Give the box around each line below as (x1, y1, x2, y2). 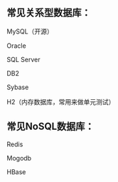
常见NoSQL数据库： (6, 121, 95, 133)
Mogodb (6, 153, 32, 162)
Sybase (6, 83, 29, 91)
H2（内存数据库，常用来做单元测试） (6, 97, 115, 106)
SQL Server (6, 55, 41, 64)
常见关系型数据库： (6, 6, 91, 19)
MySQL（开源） (6, 27, 54, 36)
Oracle (6, 41, 26, 50)
